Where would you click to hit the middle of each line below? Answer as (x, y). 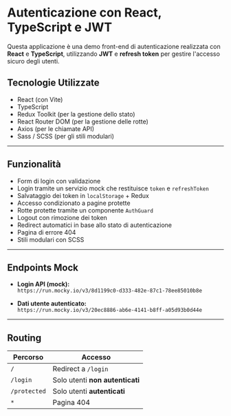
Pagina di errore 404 (46, 232)
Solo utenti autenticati (89, 391)
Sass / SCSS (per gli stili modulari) (66, 136)
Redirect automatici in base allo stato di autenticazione (94, 225)
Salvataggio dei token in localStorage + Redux (83, 195)
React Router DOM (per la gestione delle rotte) (83, 121)
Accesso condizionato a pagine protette (74, 203)
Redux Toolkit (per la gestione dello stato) (76, 114)
